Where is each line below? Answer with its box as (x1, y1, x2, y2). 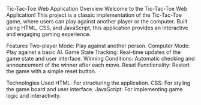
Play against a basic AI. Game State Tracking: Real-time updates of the (6, 49, 181, 56)
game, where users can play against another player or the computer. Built (6, 18, 188, 25)
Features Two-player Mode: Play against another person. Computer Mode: (6, 42, 190, 49)
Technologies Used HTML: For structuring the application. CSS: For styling (6, 79, 191, 86)
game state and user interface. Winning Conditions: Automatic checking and (6, 55, 195, 62)
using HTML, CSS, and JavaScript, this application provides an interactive (6, 24, 189, 31)
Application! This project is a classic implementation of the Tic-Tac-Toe (6, 11, 182, 19)
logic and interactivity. (6, 92, 61, 99)
